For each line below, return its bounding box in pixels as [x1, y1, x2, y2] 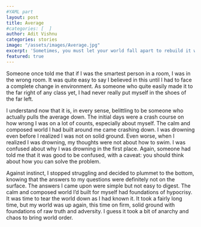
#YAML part [6, 8, 33, 15]
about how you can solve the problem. [6, 158, 101, 165]
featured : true [6, 53, 44, 59]
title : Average [6, 20, 44, 26]
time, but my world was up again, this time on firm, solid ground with [6, 201, 175, 208]
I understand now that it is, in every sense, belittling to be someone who [6, 107, 184, 114]
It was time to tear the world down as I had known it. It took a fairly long [6, 195, 182, 202]
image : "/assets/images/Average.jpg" [6, 43, 100, 49]
